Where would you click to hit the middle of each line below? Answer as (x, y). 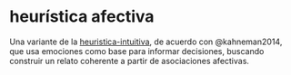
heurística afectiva (82, 17)
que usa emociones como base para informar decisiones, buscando (137, 51)
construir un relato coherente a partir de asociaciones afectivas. (130, 61)
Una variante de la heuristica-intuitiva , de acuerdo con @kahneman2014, (146, 42)
